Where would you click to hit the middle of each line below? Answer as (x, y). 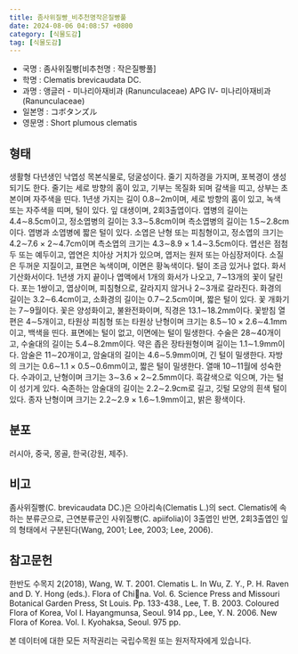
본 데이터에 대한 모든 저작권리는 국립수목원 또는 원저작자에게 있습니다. (130, 640)
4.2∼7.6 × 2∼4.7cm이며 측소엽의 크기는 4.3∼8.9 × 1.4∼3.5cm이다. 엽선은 (141, 244)
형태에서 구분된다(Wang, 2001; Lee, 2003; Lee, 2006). (116, 529)
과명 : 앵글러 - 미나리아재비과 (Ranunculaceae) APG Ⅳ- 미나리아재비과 (146, 91)
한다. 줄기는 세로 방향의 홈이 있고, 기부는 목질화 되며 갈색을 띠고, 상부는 (156, 188)
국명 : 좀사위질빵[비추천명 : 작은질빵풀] (89, 69)
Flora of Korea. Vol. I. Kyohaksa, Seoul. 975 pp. (95, 622)
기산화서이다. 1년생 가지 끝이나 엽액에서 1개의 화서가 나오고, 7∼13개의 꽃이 (138, 277)
